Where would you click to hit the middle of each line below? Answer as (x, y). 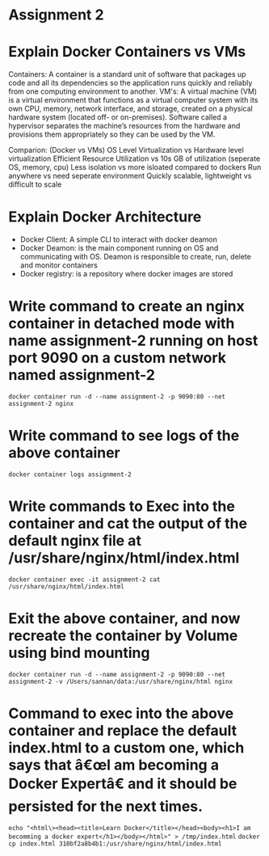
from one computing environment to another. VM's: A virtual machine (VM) (132, 91)
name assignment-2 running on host (133, 341)
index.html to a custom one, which (126, 748)
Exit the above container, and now (124, 619)
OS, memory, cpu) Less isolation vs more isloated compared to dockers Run (135, 167)
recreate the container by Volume (123, 636)
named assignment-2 (82, 375)
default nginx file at (75, 541)
